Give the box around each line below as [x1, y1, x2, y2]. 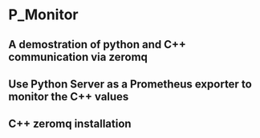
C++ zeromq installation [8, 117, 132, 131]
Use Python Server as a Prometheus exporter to [8, 77, 253, 91]
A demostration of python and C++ [8, 38, 186, 51]
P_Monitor [8, 6, 79, 24]
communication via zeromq [8, 50, 148, 63]
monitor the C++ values [8, 90, 129, 103]
